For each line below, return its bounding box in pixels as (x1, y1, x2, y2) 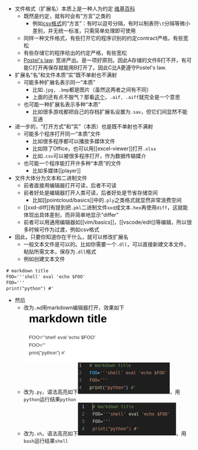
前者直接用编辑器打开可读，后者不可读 (23, 182, 117, 188)
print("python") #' (6, 286, 54, 292)
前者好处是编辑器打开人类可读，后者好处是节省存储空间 (23, 189, 158, 196)
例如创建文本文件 (23, 256, 65, 262)
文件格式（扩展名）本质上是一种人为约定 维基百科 (14, 5, 136, 12)
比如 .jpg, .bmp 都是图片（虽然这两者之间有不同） (32, 86, 152, 93)
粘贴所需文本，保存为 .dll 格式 (23, 248, 97, 255)
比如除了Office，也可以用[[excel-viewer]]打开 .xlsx (32, 145, 156, 152)
